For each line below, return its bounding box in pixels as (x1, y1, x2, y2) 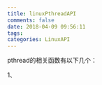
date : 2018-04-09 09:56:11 (7, 23, 86, 30)
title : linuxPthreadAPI (7, 10, 77, 17)
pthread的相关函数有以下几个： (7, 56, 98, 65)
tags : (7, 29, 23, 37)
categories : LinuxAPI (7, 36, 71, 43)
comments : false (7, 17, 54, 24)
